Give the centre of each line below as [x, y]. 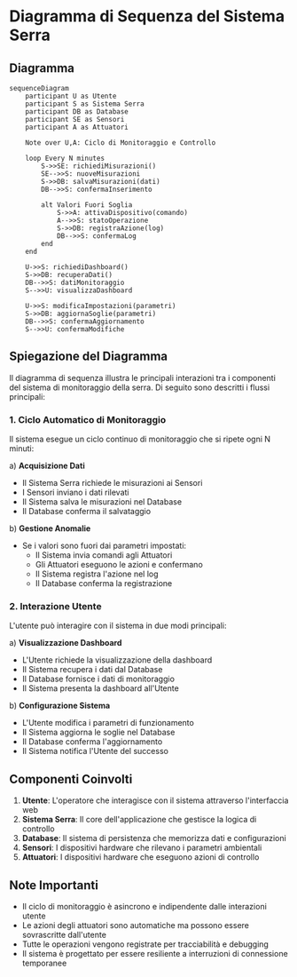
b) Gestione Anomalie [50, 528]
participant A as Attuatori [77, 127]
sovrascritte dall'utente [64, 935]
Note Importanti [54, 885]
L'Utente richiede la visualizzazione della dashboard [117, 660]
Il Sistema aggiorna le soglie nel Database [98, 732]
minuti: [22, 449]
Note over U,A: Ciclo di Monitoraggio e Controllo [121, 143]
